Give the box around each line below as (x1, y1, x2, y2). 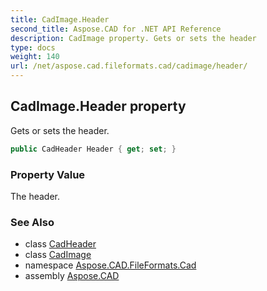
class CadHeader (24, 238, 97, 250)
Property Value (10, 167, 86, 181)
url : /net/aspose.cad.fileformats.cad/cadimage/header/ (10, 61, 248, 71)
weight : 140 (10, 52, 60, 62)
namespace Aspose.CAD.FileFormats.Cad (24, 259, 197, 271)
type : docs (10, 42, 56, 53)
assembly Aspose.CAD (24, 270, 120, 282)
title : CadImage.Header (10, 14, 110, 25)
